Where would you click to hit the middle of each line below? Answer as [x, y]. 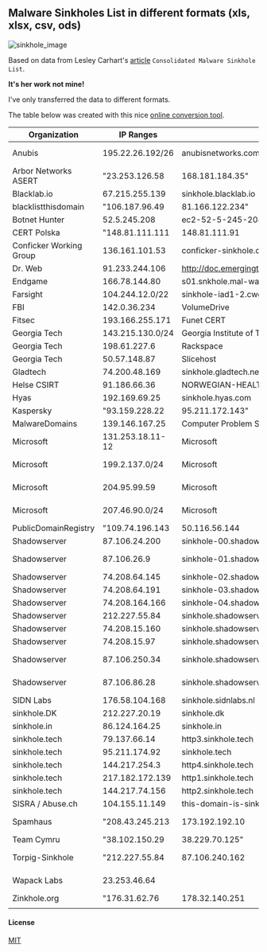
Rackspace [202, 345]
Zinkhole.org [36, 898]
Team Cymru [37, 839]
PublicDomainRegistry [54, 528]
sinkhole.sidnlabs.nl [219, 700]
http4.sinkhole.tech [218, 765]
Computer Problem [217, 423]
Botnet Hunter [39, 220]
